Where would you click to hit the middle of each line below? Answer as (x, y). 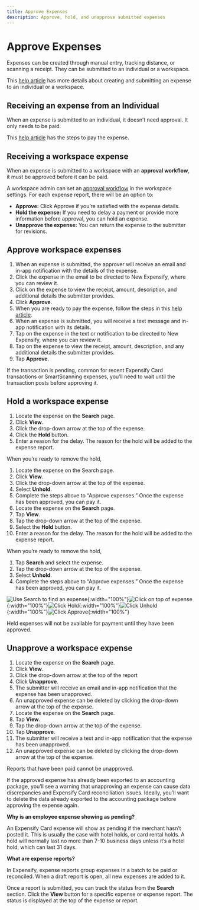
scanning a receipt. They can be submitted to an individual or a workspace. (98, 69)
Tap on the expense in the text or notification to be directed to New (97, 333)
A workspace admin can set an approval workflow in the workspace (89, 189)
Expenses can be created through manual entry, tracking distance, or (91, 63)
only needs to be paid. (34, 126)
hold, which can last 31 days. (42, 847)
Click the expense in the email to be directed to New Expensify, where (100, 277)
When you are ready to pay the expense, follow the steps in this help (99, 308)
